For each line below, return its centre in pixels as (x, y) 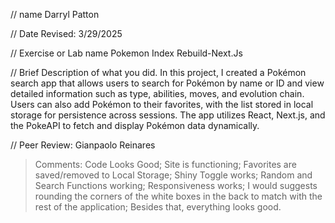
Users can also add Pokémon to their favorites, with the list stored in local (162, 104)
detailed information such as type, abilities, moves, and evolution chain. (157, 93)
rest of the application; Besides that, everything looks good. (158, 207)
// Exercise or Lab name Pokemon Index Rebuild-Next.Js (126, 53)
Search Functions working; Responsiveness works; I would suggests (176, 185)
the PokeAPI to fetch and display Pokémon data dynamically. (135, 125)
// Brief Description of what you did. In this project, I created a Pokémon (158, 72)
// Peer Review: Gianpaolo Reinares (83, 145)
